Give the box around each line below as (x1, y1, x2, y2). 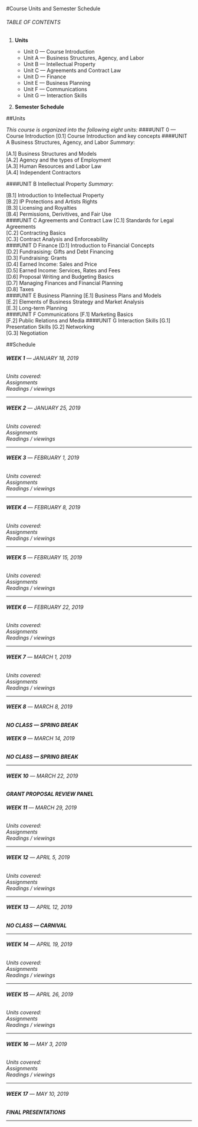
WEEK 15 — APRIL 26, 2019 (6, 990, 74, 998)
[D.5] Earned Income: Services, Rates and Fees (6, 267, 121, 274)
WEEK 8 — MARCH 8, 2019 (6, 703, 72, 710)
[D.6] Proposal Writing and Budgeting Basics (6, 273, 114, 281)
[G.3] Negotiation (6, 329, 48, 337)
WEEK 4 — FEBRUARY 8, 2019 (6, 504, 81, 511)
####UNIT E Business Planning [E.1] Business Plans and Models (6, 292, 162, 299)
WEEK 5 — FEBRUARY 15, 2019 (6, 553, 82, 561)
